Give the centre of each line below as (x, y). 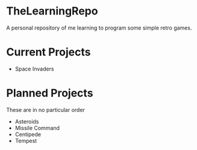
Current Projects (48, 52)
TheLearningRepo (52, 11)
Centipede (28, 134)
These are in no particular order (46, 110)
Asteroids (27, 121)
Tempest (26, 140)
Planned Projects (50, 93)
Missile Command (37, 128)
